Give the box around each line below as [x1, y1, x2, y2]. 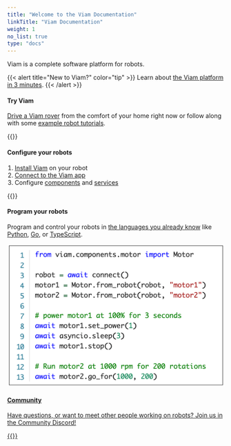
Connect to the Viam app [14, 171, 86, 179]
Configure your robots [7, 148, 72, 156]
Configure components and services [14, 178, 119, 186]
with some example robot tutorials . [7, 119, 106, 128]
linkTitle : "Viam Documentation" [7, 18, 103, 26]
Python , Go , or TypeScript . [7, 230, 83, 238]
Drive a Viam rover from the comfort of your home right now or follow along [7, 112, 222, 120]
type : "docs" [7, 40, 45, 48]
